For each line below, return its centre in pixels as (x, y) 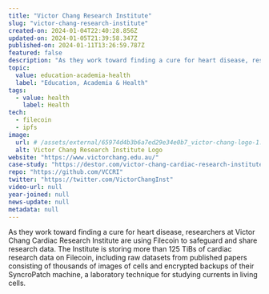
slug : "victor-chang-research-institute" (78, 23)
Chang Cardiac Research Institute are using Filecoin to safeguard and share (133, 240)
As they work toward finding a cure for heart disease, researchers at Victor (132, 232)
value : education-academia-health (73, 75)
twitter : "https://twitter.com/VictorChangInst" (91, 180)
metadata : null (34, 209)
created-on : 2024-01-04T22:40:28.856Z (73, 30)
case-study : (28, 165)
